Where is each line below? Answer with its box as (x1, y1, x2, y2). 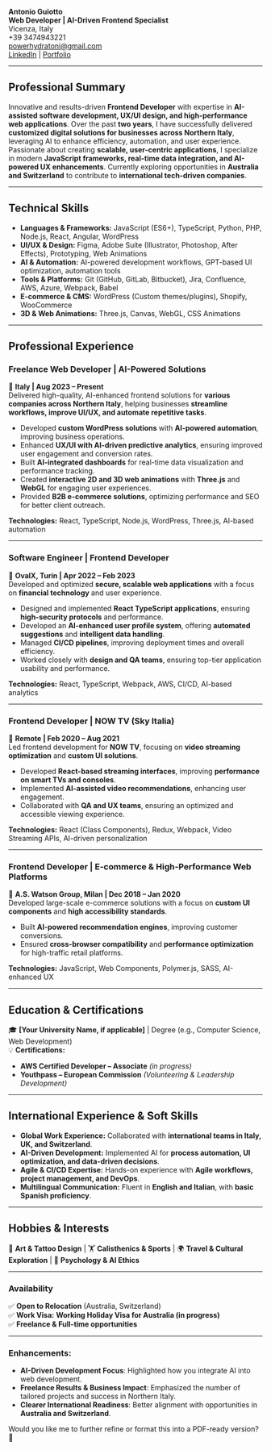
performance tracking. (19, 466, 95, 476)
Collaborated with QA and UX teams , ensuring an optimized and (19, 800, 234, 810)
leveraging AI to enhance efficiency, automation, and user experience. (8, 136, 242, 146)
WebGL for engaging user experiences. (19, 483, 152, 493)
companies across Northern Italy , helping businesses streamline (8, 399, 228, 409)
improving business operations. (19, 431, 125, 442)
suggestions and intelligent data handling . (19, 629, 165, 639)
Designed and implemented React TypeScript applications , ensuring (19, 603, 250, 613)
